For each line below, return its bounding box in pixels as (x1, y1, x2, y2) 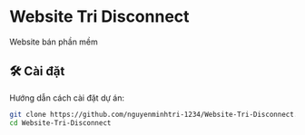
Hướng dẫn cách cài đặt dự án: (9, 92, 125, 103)
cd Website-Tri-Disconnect (9, 118, 112, 128)
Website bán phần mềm (9, 36, 98, 47)
